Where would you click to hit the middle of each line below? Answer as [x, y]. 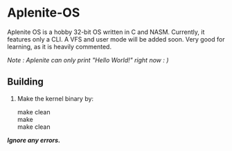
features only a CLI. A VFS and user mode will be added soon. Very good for [116, 39]
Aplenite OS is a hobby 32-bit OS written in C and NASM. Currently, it [106, 32]
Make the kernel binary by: [55, 98]
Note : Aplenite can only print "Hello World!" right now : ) [88, 60]
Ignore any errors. [34, 140]
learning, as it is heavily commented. [60, 46]
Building [25, 82]
